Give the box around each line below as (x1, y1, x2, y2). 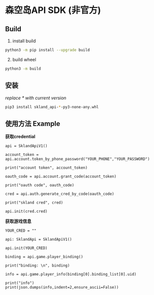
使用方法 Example (5, 119, 61, 128)
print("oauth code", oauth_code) (5, 183, 75, 188)
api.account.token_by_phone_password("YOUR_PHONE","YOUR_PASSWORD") (5, 156, 150, 162)
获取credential (5, 134, 36, 140)
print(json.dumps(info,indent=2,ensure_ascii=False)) (5, 285, 119, 290)
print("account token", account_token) (5, 165, 88, 170)
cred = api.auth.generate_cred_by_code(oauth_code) (5, 191, 114, 197)
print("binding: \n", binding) (5, 263, 70, 268)
